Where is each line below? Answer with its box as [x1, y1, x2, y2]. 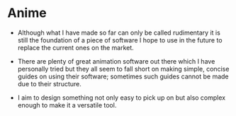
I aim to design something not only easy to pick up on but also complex [17, 93, 225, 102]
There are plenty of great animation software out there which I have [17, 57, 215, 65]
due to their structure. [17, 79, 82, 88]
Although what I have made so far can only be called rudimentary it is [17, 28, 221, 37]
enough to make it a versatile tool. [17, 100, 117, 109]
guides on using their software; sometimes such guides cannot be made [17, 72, 229, 81]
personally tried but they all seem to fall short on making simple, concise [17, 64, 230, 73]
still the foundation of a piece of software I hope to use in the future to [17, 35, 223, 44]
